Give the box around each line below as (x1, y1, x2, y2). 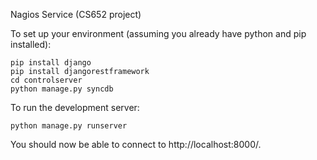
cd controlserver (10, 75, 83, 85)
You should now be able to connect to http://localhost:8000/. (10, 139, 262, 150)
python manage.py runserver (10, 121, 128, 131)
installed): (10, 39, 52, 50)
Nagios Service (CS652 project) (10, 9, 142, 20)
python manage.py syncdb (10, 84, 114, 94)
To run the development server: (10, 102, 140, 113)
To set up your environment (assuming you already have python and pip (10, 28, 307, 39)
